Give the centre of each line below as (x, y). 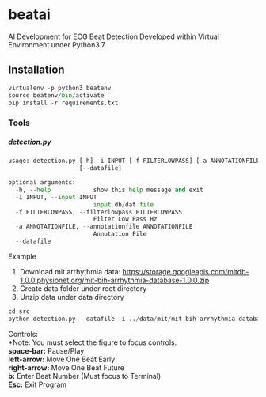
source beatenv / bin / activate (56, 95)
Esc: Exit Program (38, 384)
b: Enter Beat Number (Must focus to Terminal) (85, 376)
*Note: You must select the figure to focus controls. (93, 342)
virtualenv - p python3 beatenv (60, 88)
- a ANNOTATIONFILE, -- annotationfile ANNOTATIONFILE (104, 227)
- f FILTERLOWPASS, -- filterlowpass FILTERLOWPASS (99, 212)
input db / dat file (123, 204)
